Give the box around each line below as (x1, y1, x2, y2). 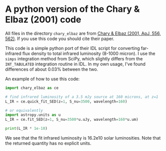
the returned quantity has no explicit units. (5, 140, 92, 147)
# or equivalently (5, 108, 43, 113)
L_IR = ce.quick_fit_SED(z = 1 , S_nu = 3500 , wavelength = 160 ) (5, 99, 127, 104)
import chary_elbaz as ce (5, 85, 58, 90)
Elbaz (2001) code (5, 14, 82, 25)
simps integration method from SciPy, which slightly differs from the (5, 55, 143, 61)
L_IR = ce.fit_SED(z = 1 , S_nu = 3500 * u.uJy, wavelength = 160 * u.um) (5, 117, 139, 122)
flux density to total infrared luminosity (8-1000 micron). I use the (22, 50, 156, 56)
